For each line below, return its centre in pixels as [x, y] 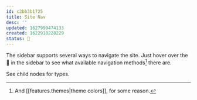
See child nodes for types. [38, 74]
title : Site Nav [26, 17]
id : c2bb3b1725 [25, 11]
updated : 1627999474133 [35, 28]
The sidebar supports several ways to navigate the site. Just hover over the [97, 55]
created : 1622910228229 [35, 33]
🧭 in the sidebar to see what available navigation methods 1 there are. [89, 62]
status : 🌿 [18, 39]
